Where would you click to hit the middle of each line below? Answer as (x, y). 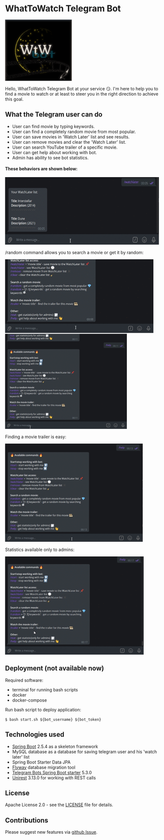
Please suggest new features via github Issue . (51, 832)
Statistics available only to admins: (40, 550)
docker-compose (30, 700)
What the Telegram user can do (54, 115)
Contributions (27, 820)
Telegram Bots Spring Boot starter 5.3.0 (52, 772)
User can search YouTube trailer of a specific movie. (65, 147)
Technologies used (35, 735)
